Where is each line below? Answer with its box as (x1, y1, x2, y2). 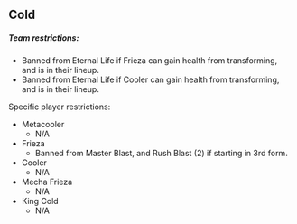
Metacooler (21, 119, 65, 130)
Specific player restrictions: (8, 101, 111, 112)
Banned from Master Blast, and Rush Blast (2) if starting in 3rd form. (34, 148, 288, 159)
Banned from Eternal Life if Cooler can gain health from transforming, (21, 74, 280, 85)
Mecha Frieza (21, 176, 73, 188)
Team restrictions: (8, 32, 79, 43)
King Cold (21, 196, 60, 207)
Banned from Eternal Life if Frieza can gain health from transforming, (21, 55, 278, 66)
